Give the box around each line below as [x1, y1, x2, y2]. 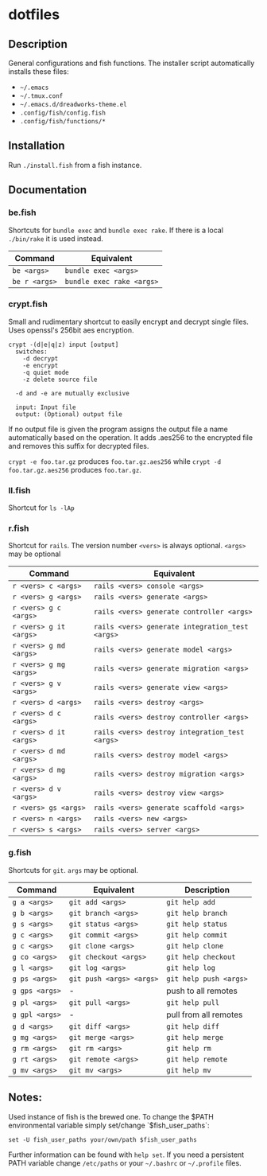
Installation [8, 139, 65, 153]
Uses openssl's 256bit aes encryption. [8, 325, 134, 335]
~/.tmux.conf [19, 92, 64, 100]
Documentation [8, 183, 87, 197]
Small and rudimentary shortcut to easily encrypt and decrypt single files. [8, 317, 249, 326]
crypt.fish [8, 298, 48, 310]
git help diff [166, 1022, 220, 1031]
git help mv [166, 1065, 212, 1075]
